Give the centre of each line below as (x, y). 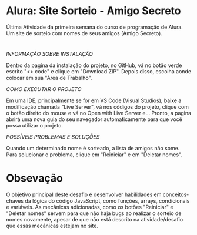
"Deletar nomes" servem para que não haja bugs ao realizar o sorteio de (94, 213)
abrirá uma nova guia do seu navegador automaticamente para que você (94, 119)
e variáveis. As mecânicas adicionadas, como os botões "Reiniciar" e (90, 207)
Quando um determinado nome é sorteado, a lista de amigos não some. (93, 149)
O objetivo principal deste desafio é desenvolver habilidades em (84, 194)
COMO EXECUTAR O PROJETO (44, 89)
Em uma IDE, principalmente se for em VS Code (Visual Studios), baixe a (94, 100)
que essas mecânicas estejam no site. (52, 226)
